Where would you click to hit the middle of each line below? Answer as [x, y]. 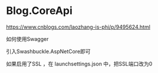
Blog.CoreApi [39, 11]
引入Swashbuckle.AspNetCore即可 [48, 51]
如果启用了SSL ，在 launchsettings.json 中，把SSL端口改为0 [79, 64]
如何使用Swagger [27, 39]
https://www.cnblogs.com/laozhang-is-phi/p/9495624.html [78, 27]
